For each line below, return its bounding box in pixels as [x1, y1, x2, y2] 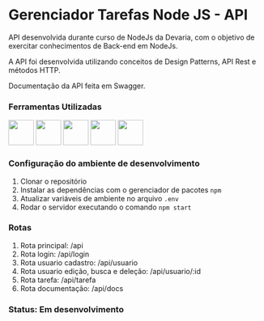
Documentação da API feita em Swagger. [8, 81, 146, 91]
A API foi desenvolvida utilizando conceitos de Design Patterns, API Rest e [8, 57, 257, 66]
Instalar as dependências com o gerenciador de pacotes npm [19, 184, 222, 195]
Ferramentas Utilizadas [8, 101, 103, 112]
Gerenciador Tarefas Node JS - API [8, 6, 249, 24]
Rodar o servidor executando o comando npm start [19, 202, 192, 212]
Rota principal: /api [19, 240, 83, 250]
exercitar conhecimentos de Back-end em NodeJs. [8, 40, 178, 50]
